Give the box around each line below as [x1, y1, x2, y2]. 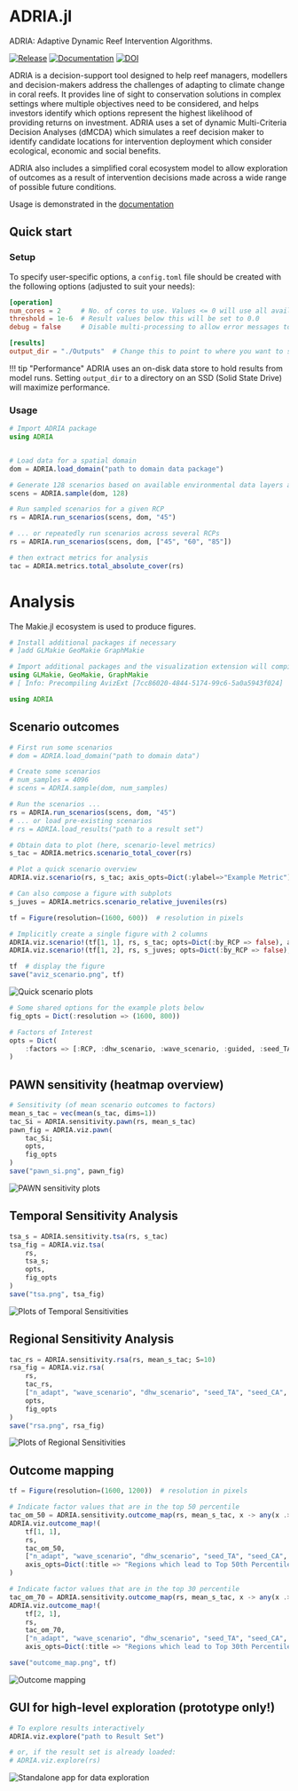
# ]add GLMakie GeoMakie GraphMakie [9, 646, 145, 655]
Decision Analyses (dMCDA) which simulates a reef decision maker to [9, 126, 264, 137]
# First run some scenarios [9, 743, 114, 752]
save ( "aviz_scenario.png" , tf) [9, 971, 125, 979]
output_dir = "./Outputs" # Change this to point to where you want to [9, 347, 284, 356]
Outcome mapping [9, 1462, 114, 1478]
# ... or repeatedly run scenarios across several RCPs [9, 529, 220, 538]
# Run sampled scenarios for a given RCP [9, 504, 165, 514]
